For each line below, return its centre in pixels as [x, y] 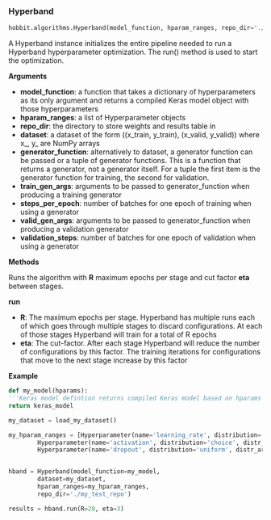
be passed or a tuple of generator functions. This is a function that [130, 161]
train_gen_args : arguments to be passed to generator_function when [135, 187]
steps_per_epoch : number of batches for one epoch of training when [135, 203]
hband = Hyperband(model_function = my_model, [84, 472]
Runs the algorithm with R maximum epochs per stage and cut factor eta [129, 278]
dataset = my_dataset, [72, 479]
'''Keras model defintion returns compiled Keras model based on [120, 398]
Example [23, 376]
